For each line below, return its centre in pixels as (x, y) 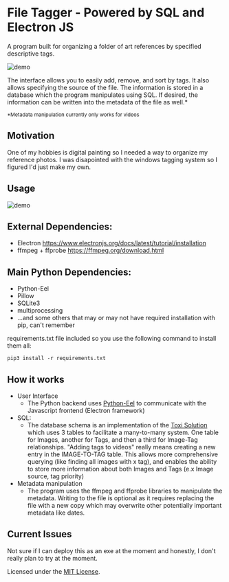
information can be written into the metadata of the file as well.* (97, 102)
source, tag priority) (56, 476)
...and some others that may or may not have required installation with (116, 318)
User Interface (37, 396)
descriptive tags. (31, 54)
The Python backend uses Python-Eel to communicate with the (117, 403)
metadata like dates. (56, 513)
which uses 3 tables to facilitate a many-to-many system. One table (123, 432)
